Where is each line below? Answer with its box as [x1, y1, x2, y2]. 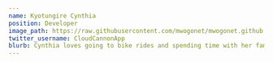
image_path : [8, 27, 49, 35]
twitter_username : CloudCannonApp [8, 34, 126, 43]
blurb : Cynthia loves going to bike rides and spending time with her [8, 42, 253, 50]
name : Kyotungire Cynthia [8, 11, 96, 20]
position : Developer [8, 19, 79, 27]
